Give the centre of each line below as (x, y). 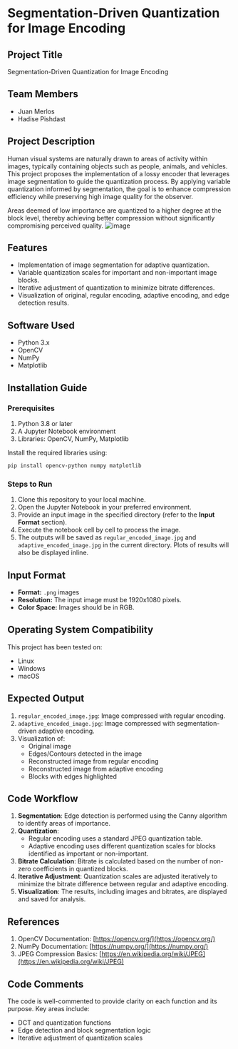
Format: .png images (48, 592)
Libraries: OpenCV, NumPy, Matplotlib (73, 439)
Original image (50, 746)
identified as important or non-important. (88, 853)
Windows (31, 668)
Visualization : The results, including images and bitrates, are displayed (122, 892)
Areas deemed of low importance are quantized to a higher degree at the (115, 210)
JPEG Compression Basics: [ (59, 954)
